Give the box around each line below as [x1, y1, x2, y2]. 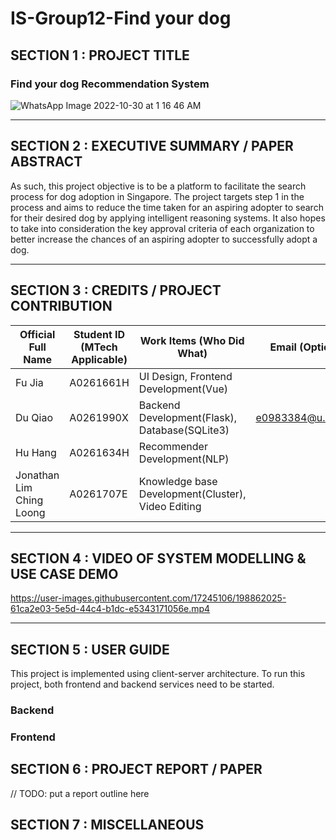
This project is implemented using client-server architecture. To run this [10, 668, 306, 680]
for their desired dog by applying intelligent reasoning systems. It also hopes [10, 212, 326, 224]
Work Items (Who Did [139, 333, 245, 347]
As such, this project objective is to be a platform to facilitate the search [10, 180, 307, 192]
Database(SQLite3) [138, 423, 230, 437]
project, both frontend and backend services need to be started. [10, 678, 275, 691]
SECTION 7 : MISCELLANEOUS [10, 817, 205, 834]
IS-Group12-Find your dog [10, 7, 232, 30]
